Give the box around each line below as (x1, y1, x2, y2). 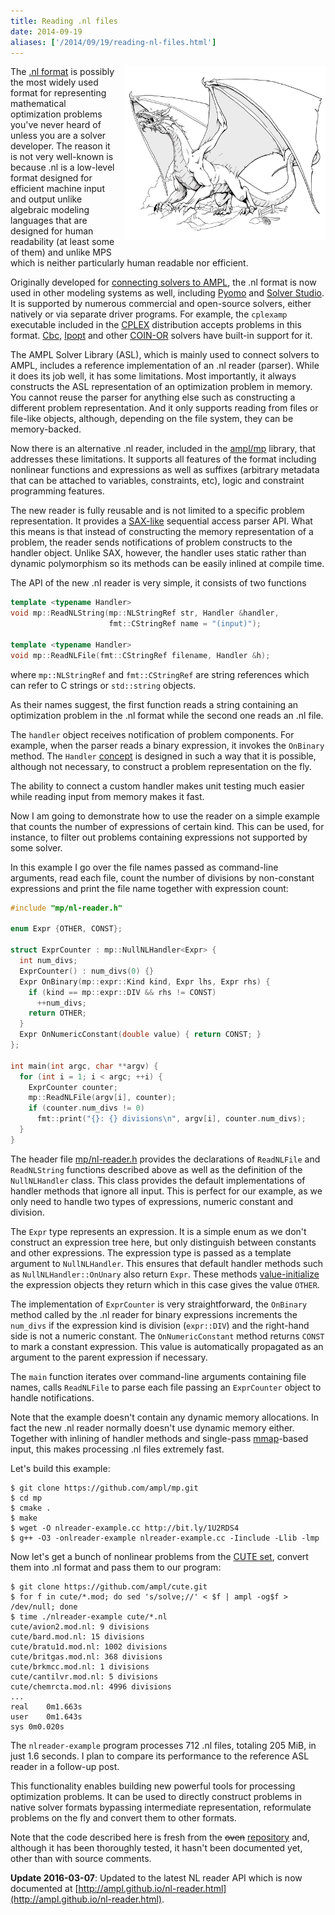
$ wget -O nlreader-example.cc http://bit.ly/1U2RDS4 (10, 1523, 240, 1533)
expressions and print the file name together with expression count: (10, 882, 289, 894)
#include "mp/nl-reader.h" (10, 903, 123, 913)
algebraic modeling (10, 204, 90, 216)
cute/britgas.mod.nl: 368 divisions (10, 1651, 163, 1662)
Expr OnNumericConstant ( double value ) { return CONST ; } (19, 1030, 262, 1040)
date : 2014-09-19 (10, 26, 83, 37)
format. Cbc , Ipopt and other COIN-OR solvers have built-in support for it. (10, 330, 313, 342)
